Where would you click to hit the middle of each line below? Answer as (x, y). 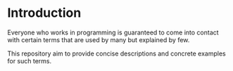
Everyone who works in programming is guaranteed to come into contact (113, 32)
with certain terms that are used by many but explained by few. (99, 39)
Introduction (44, 13)
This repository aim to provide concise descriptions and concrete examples (117, 53)
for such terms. (30, 60)
